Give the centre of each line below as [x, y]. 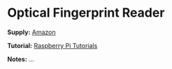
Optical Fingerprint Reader [86, 13]
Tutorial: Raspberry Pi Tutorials [52, 45]
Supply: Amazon [31, 32]
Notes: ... [21, 59]
